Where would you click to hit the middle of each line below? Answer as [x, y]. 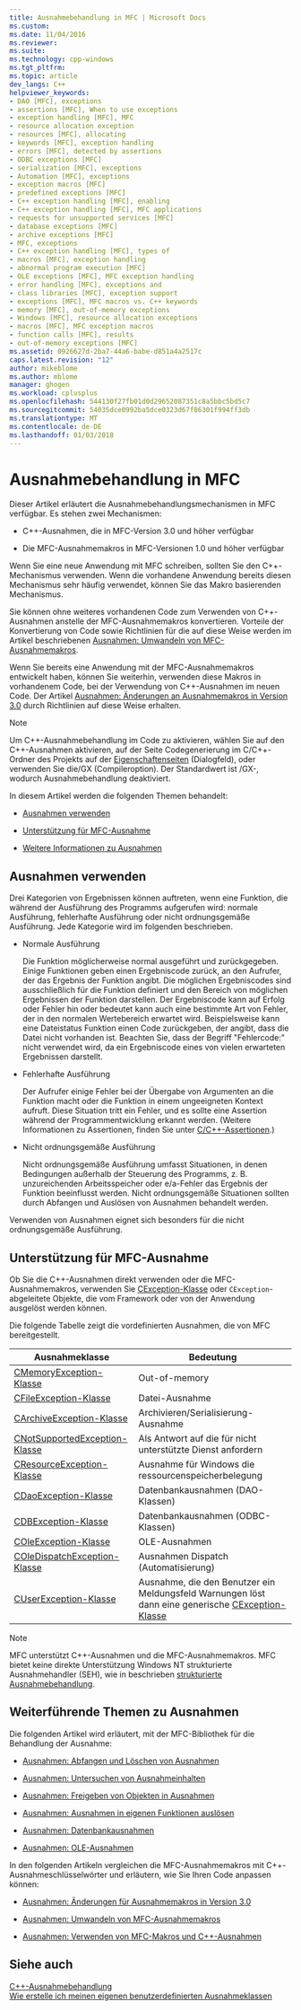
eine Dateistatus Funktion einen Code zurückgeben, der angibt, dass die [155, 1028]
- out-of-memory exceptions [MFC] [74, 343]
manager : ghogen [39, 385]
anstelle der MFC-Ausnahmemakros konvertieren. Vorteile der [170, 621]
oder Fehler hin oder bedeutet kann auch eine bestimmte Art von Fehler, [155, 1009]
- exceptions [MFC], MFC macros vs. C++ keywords [104, 302]
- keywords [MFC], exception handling [82, 143]
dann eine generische [184, 1604]
